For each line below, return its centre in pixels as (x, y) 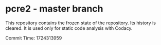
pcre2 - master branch (54, 9)
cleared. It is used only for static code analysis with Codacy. (69, 28)
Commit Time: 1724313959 (34, 38)
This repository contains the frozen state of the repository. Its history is (80, 23)
